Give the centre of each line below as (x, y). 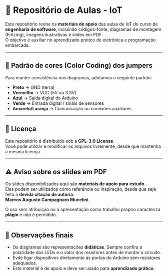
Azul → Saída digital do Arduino (45, 98)
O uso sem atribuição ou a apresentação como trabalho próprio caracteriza (83, 210)
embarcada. (17, 45)
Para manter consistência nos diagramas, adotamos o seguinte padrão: (78, 77)
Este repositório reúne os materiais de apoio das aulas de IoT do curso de (82, 24)
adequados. (25, 263)
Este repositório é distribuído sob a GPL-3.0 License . (60, 141)
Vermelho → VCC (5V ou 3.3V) (44, 92)
